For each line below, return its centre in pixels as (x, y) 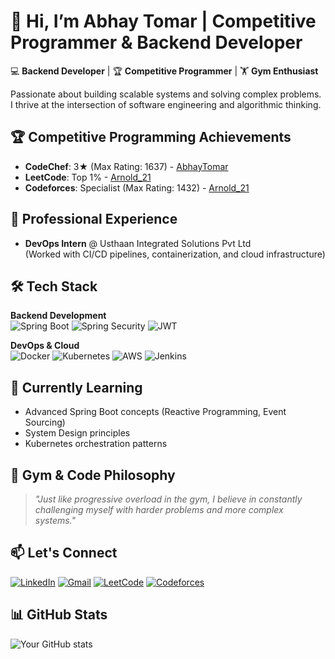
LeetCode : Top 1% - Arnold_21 (88, 177)
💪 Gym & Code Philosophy (93, 475)
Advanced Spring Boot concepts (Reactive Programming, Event (155, 412)
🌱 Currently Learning (76, 387)
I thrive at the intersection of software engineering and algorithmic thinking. (166, 104)
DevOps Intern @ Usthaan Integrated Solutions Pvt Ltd (138, 243)
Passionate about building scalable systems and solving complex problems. (166, 94)
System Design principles (77, 433)
